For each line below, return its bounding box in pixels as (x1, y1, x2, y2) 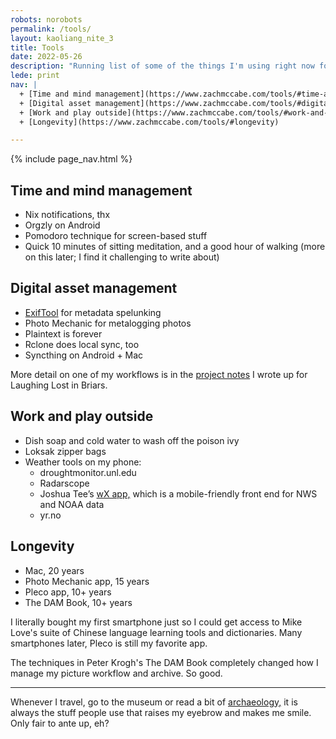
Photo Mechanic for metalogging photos (24, 317, 192, 329)
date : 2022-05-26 (10, 52, 83, 62)
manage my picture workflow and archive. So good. (10, 667, 223, 679)
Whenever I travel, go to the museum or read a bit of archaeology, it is (10, 696, 298, 708)
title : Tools (10, 42, 65, 53)
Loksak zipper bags (24, 445, 107, 457)
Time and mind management (10, 182, 193, 199)
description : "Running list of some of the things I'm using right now (10, 61, 315, 71)
